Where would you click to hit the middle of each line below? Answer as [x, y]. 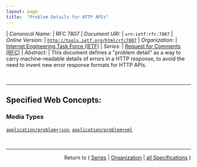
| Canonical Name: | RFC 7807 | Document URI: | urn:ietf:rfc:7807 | [89, 33]
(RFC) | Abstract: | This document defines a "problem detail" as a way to [94, 52]
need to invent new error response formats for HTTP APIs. [77, 64]
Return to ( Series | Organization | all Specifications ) [128, 158]
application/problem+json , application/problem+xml [69, 129]
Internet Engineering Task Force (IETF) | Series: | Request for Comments [93, 46]
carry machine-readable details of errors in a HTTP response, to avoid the [96, 59]
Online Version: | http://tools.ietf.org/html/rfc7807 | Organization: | [92, 40]
